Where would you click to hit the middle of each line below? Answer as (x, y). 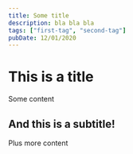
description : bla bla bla (51, 23)
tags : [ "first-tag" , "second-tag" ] (67, 30)
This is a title (51, 77)
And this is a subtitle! (62, 124)
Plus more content (38, 143)
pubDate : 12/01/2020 (43, 38)
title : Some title (39, 15)
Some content (31, 99)
